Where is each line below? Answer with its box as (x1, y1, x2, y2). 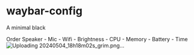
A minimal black (6, 24, 46, 31)
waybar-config (6, 4, 83, 18)
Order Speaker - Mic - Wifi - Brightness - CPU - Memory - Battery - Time (6, 35, 188, 42)
